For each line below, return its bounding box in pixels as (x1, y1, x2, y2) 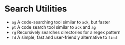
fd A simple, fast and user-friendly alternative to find (11, 34, 117, 40)
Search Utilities (4, 3, 67, 14)
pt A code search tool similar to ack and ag (11, 24, 96, 30)
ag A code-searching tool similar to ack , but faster (11, 19, 111, 25)
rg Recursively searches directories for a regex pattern (11, 29, 121, 35)
